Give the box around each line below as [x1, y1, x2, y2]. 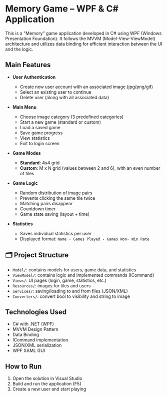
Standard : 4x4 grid [19, 160, 60, 166]
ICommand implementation [12, 337, 68, 343]
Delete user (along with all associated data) [19, 94, 109, 100]
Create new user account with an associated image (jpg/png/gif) [19, 84, 153, 90]
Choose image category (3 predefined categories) [19, 114, 124, 120]
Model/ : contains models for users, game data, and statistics [12, 266, 136, 273]
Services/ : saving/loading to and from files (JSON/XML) [12, 288, 128, 294]
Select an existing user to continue [19, 89, 91, 95]
